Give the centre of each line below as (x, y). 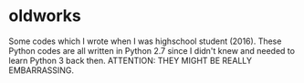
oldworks (45, 16)
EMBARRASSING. (42, 70)
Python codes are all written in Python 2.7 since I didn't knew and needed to (152, 50)
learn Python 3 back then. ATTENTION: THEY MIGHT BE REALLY (131, 60)
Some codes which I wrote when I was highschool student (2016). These (145, 41)
